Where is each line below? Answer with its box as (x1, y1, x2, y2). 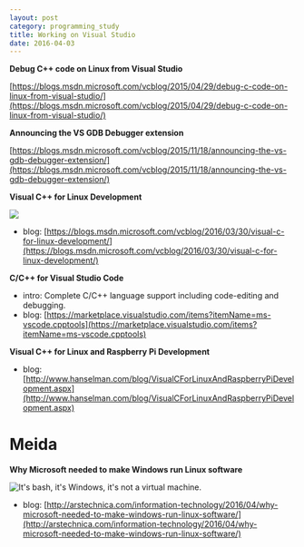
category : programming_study (9, 22, 120, 31)
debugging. (22, 300, 66, 311)
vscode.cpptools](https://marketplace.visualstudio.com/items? (22, 319, 258, 330)
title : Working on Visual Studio (9, 30, 136, 39)
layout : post (9, 13, 59, 23)
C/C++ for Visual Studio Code (9, 273, 124, 284)
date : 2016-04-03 (9, 38, 75, 48)
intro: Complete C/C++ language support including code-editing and (22, 290, 279, 301)
